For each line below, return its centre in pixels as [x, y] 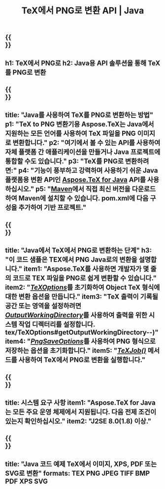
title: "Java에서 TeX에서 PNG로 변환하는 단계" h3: [78, 250]
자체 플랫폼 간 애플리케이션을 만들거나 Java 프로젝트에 [83, 152]
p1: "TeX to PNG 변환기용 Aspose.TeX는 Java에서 [80, 124]
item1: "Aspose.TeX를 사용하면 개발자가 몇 [86, 269]
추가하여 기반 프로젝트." [52, 207]
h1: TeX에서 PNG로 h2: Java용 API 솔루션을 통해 [76, 63]
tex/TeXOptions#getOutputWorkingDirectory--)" [82, 332]
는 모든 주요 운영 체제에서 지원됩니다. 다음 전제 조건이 [81, 412]
